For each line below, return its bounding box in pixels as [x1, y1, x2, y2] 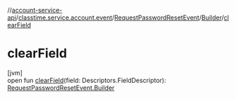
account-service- [11, 6, 63, 14]
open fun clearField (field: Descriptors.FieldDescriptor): [7, 76, 167, 84]
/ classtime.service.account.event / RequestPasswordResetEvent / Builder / [15, 13, 224, 22]
